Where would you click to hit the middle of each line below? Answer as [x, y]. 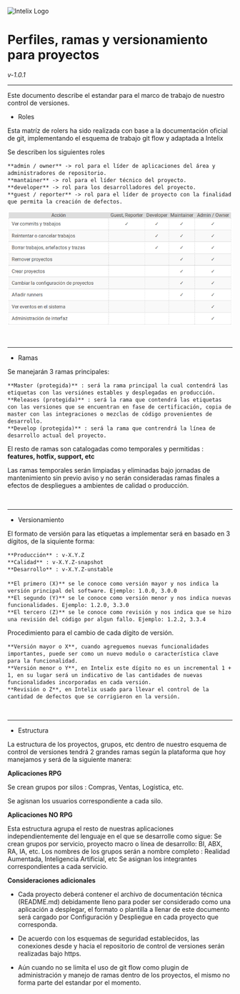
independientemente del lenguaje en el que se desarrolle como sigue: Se [115, 836]
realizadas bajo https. [49, 953]
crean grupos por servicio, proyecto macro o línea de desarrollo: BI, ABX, [115, 843]
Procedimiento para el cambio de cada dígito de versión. [90, 633]
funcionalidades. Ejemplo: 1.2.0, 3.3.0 [69, 605]
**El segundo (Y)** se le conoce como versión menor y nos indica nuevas [120, 598]
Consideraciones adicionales [52, 880]
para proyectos [54, 55]
